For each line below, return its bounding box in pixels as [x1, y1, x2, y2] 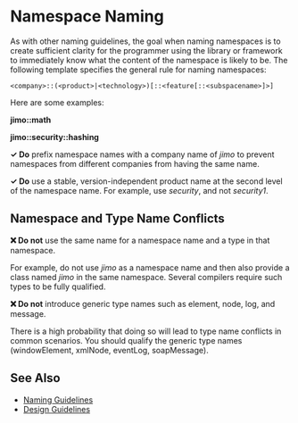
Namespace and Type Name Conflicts [10, 211, 226, 227]
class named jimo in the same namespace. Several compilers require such [10, 271, 283, 282]
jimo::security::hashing [10, 131, 99, 142]
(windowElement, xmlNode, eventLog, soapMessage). [10, 344, 209, 355]
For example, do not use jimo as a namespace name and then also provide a [10, 261, 290, 273]
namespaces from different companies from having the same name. [10, 158, 260, 169]
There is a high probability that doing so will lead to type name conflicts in [10, 326, 282, 336]
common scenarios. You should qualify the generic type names [10, 335, 243, 345]
